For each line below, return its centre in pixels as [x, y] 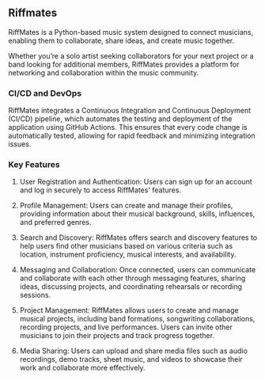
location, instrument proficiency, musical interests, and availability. [128, 255]
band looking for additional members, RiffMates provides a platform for [124, 64]
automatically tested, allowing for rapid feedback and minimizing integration [132, 136]
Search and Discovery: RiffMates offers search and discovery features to [138, 237]
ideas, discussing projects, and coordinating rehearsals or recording [131, 287]
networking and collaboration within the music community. [104, 72]
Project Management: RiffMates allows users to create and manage [129, 310]
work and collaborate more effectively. [82, 368]
